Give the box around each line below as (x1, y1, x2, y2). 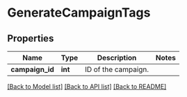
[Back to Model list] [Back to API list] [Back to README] (7, 82, 167, 91)
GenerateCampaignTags (7, 5, 151, 21)
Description (97, 53, 137, 62)
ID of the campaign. (84, 64, 149, 74)
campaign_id (10, 64, 54, 74)
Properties (7, 33, 54, 44)
